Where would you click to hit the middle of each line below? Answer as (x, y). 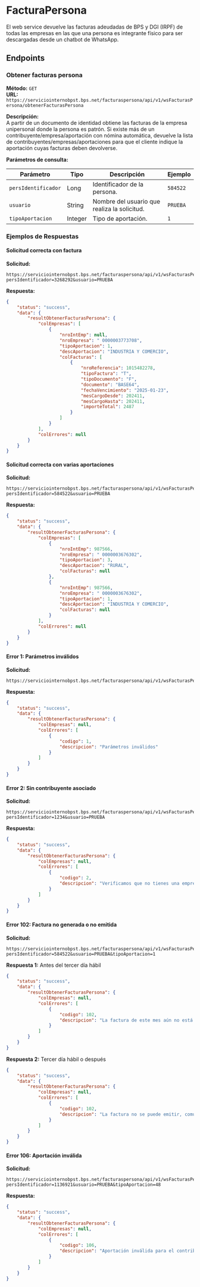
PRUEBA (177, 205)
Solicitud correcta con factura (44, 250)
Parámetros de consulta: (37, 159)
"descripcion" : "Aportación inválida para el (117, 1251)
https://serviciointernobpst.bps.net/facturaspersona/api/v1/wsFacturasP (100, 100)
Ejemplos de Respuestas (43, 236)
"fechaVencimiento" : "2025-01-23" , (125, 390)
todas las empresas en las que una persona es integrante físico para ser (95, 33)
